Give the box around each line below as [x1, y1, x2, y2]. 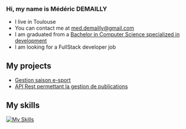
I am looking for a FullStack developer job [14, 43, 117, 51]
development [14, 37, 47, 45]
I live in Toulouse [14, 18, 56, 26]
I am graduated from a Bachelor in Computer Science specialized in [14, 31, 180, 38]
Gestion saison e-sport [14, 77, 71, 84]
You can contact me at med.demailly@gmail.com [14, 24, 134, 32]
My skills [6, 100, 40, 110]
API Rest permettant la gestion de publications [14, 83, 129, 90]
